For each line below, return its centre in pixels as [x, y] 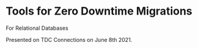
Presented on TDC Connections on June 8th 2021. [69, 39]
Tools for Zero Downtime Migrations [99, 11]
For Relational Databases [37, 28]
